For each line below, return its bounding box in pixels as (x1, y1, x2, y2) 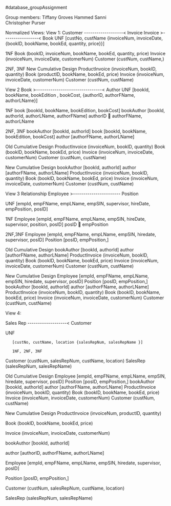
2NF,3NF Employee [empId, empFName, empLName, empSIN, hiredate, (5, 231, 156, 237)
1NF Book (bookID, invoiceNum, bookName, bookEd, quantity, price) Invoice (5, 51, 166, 56)
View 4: (5, 310, 22, 316)
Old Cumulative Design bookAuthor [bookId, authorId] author (5, 247, 134, 252)
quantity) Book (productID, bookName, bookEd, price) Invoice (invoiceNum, (5, 71, 165, 77)
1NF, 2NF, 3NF (12, 349, 42, 354)
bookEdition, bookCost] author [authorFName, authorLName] (5, 134, 135, 140)
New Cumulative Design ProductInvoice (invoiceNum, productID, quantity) (5, 410, 162, 416)
